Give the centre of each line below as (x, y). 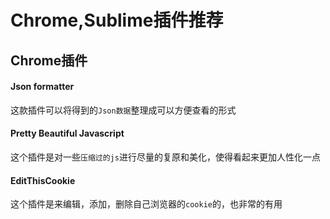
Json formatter (42, 87)
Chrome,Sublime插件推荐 (117, 20)
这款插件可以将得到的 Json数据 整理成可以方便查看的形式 (123, 110)
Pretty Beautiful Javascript (67, 133)
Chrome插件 (49, 60)
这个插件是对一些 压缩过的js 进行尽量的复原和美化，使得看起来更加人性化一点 (165, 157)
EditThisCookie (43, 180)
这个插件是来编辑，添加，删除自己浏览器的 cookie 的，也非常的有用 (146, 204)
